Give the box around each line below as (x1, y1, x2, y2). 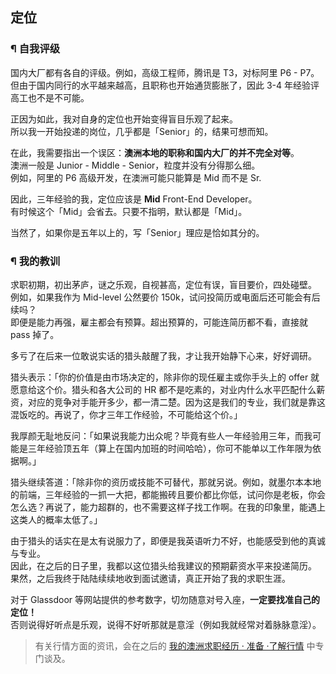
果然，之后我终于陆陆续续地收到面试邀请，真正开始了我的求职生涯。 (10, 572, 291, 584)
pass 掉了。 (10, 328, 60, 340)
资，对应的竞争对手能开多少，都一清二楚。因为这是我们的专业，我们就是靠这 (10, 396, 326, 408)
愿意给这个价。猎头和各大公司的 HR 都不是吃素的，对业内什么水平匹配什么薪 (10, 383, 326, 395)
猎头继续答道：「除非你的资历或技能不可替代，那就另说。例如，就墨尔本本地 (10, 476, 322, 488)
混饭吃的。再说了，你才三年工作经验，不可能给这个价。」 (10, 408, 243, 420)
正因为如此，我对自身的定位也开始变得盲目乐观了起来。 (10, 113, 238, 125)
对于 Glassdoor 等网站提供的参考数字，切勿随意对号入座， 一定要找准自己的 (10, 593, 320, 605)
